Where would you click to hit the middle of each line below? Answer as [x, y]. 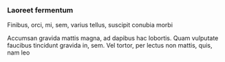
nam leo [19, 52]
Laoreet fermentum [40, 10]
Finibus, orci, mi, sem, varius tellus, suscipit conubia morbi [90, 25]
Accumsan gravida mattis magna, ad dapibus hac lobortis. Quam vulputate [113, 38]
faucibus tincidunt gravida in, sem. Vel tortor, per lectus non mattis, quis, [110, 46]
